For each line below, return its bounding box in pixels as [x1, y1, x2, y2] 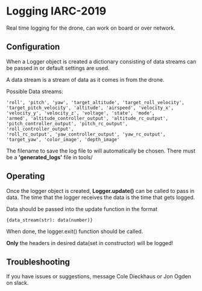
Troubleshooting [6, 257, 71, 267]
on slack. [6, 280, 29, 287]
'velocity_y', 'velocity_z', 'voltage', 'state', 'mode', [6, 110, 155, 116]
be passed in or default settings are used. [6, 64, 110, 71]
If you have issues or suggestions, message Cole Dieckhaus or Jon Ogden [6, 273, 192, 280]
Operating [6, 171, 45, 181]
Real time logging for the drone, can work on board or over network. [6, 24, 176, 31]
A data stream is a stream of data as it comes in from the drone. [6, 76, 165, 83]
